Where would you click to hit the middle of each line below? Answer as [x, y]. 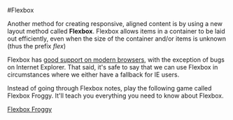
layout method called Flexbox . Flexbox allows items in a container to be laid [116, 31]
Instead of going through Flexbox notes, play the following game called [110, 88]
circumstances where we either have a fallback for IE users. [93, 74]
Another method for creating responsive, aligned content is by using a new [115, 24]
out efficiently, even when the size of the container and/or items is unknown [116, 39]
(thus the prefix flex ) [37, 46]
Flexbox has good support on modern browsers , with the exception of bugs [116, 60]
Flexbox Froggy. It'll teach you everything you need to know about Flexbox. [115, 95]
